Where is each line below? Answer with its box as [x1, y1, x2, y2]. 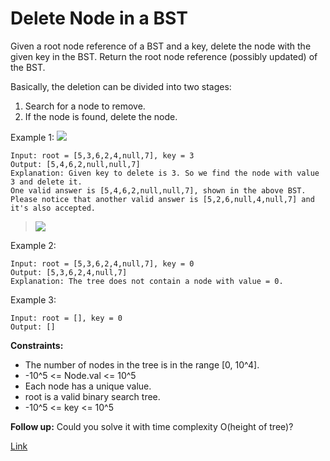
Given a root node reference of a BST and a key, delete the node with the [10, 40, 312, 52]
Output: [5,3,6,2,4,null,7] [10, 267, 128, 277]
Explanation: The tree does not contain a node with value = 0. [10, 276, 284, 286]
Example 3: [10, 293, 57, 306]
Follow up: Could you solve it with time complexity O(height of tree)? [10, 420, 294, 432]
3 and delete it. [10, 177, 83, 187]
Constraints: [10, 339, 64, 351]
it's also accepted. [10, 203, 97, 213]
